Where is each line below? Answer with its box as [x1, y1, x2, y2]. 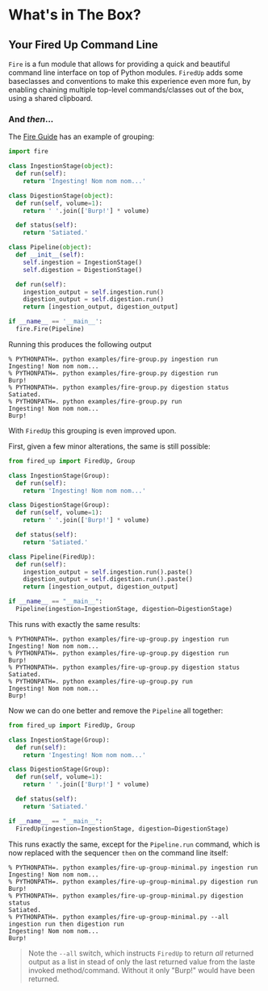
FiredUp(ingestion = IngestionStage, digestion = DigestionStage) [15, 825, 229, 833]
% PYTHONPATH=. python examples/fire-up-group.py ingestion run [8, 635, 229, 643]
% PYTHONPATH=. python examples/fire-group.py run [8, 397, 182, 405]
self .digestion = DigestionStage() [23, 266, 143, 274]
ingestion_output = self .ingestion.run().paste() [23, 567, 194, 576]
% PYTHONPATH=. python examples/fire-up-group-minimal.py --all [8, 913, 229, 921]
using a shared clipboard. [8, 94, 93, 102]
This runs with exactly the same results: [8, 619, 140, 629]
